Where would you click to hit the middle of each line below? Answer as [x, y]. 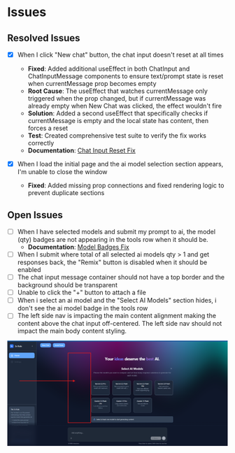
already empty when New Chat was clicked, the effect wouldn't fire [125, 106]
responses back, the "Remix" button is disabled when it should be [112, 262]
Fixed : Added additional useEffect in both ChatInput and [109, 69]
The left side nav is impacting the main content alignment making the [117, 316]
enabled [29, 270]
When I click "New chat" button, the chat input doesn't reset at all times [120, 55]
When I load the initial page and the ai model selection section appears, [120, 164]
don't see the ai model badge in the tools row [83, 308]
